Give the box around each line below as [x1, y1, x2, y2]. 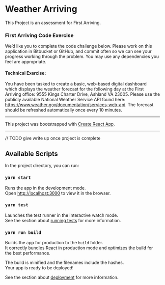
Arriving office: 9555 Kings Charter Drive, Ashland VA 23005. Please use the [5, 91, 160, 97]
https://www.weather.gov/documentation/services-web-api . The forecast [5, 102, 154, 108]
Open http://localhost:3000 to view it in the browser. [5, 190, 111, 196]
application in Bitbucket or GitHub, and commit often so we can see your [5, 48, 152, 55]
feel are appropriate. [5, 59, 47, 65]
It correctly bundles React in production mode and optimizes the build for [5, 245, 153, 251]
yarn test [5, 202, 28, 208]
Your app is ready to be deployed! [5, 265, 74, 271]
